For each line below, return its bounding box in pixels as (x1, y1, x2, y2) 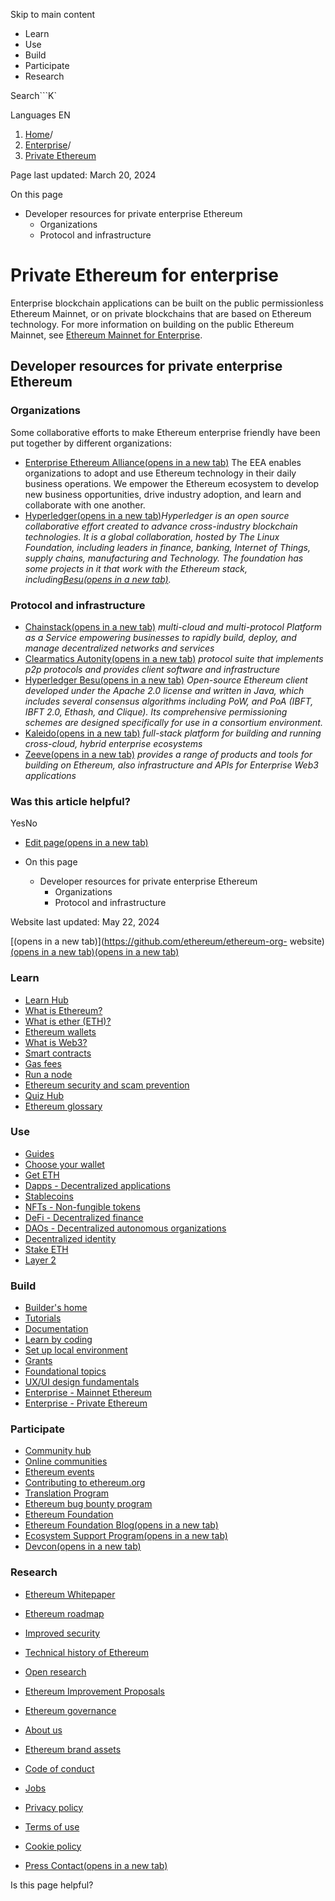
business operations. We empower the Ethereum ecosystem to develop (24, 477, 320, 489)
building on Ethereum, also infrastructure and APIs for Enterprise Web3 (24, 759, 319, 771)
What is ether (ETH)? (24, 1015, 112, 1027)
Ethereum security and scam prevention (24, 1079, 190, 1091)
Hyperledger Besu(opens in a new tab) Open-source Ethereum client (24, 674, 308, 686)
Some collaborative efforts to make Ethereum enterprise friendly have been (10, 426, 321, 438)
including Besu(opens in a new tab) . (24, 573, 172, 585)
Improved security (24, 1627, 101, 1639)
